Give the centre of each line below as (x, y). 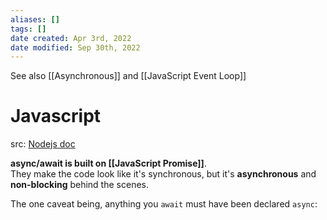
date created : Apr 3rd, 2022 (71, 38)
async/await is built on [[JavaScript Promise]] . (108, 163)
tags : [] (28, 29)
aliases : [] (35, 19)
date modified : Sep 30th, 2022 (75, 47)
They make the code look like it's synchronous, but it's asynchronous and (163, 174)
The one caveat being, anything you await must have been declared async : (164, 204)
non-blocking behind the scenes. (79, 185)
